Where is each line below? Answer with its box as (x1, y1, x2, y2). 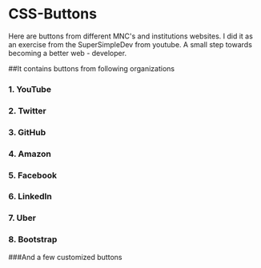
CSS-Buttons (8, 5, 98, 23)
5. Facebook (8, 170, 58, 181)
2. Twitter (8, 105, 46, 116)
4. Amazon (8, 148, 52, 159)
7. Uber (8, 213, 36, 224)
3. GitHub (8, 126, 46, 138)
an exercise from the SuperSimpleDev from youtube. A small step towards (8, 39, 252, 49)
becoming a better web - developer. (8, 48, 126, 58)
